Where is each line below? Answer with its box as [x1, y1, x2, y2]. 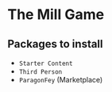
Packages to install [7, 37, 104, 51]
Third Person [18, 68, 63, 76]
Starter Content [18, 59, 73, 67]
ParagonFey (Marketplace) [18, 75, 103, 84]
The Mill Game [7, 6, 105, 24]
